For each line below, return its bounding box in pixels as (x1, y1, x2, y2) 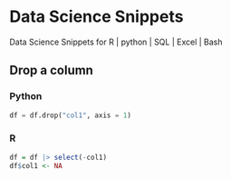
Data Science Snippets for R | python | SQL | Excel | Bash (9, 36, 224, 47)
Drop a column (9, 63, 93, 78)
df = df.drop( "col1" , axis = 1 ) (9, 111, 131, 120)
